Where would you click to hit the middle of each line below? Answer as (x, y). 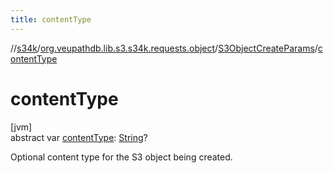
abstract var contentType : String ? (79, 137)
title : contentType (51, 19)
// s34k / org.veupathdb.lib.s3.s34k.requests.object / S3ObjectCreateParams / (164, 48)
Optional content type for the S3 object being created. (121, 157)
